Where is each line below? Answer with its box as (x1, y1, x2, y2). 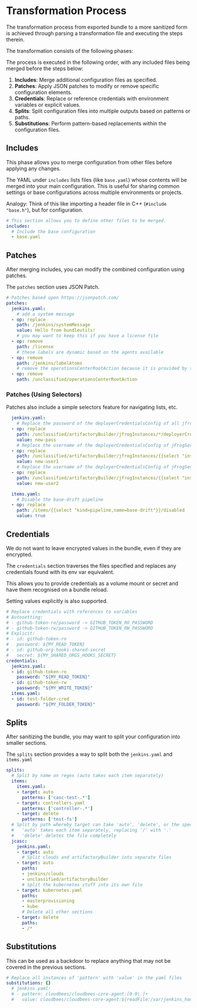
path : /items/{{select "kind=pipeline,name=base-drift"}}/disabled (16, 507, 185, 514)
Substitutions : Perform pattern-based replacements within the (14, 120, 167, 127)
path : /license (16, 344, 54, 349)
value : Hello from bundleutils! (16, 327, 96, 334)
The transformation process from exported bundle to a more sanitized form (6, 23, 188, 30)
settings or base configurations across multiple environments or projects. (6, 189, 184, 196)
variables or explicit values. (14, 101, 81, 108)
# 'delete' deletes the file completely (11, 833, 117, 839)
